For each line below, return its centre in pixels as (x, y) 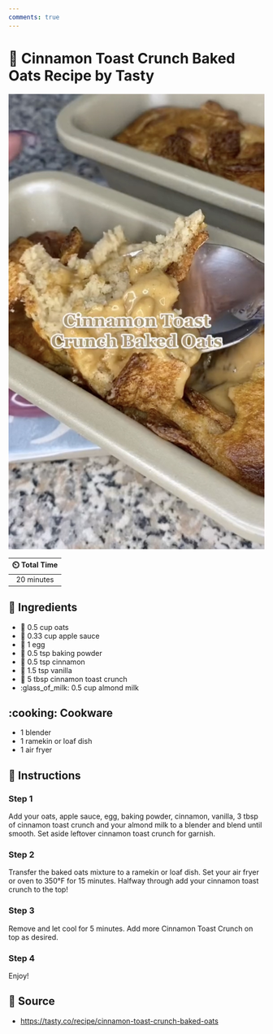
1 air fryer (36, 750)
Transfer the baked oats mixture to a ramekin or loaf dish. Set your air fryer (134, 872)
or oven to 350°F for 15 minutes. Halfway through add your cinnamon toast (134, 881)
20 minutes (35, 580)
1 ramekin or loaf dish (56, 741)
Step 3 (22, 910)
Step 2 (22, 855)
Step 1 (21, 798)
